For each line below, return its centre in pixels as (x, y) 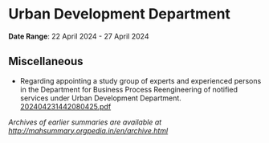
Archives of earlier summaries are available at (85, 122)
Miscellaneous (46, 61)
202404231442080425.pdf (65, 106)
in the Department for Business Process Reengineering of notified (129, 89)
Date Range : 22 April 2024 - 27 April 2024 (79, 36)
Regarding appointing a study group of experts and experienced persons (141, 80)
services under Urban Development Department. (101, 98)
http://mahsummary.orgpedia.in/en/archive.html (88, 130)
